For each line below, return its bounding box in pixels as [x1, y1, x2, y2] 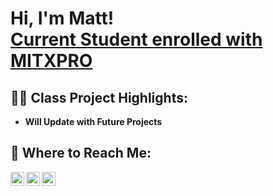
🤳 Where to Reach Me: [10, 145, 152, 162]
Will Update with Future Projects [24, 116, 163, 127]
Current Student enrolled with [10, 28, 263, 51]
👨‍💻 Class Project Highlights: [10, 89, 188, 106]
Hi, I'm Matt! [10, 7, 115, 30]
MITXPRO [10, 50, 93, 72]
